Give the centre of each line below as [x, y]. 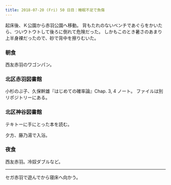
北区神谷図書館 [24, 112]
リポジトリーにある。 [27, 98]
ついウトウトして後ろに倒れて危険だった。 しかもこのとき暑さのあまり [88, 32]
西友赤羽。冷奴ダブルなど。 [34, 161]
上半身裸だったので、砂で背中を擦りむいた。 [52, 38]
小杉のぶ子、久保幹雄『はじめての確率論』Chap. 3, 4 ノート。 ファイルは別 [84, 91]
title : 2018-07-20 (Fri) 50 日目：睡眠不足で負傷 [55, 10]
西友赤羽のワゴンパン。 [30, 64]
